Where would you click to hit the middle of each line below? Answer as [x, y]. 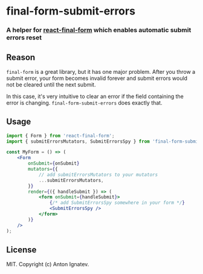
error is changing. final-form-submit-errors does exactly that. [84, 103]
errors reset [24, 38]
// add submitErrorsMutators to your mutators [98, 175]
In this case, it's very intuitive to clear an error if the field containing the [95, 96]
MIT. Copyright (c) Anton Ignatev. [48, 264]
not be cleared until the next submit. [51, 84]
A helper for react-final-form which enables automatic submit [99, 30]
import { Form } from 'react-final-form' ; [60, 135]
